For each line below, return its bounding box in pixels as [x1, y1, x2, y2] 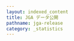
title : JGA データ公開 [6, 14, 59, 20]
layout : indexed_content [6, 8, 69, 15]
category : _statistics [6, 25, 63, 32]
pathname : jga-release [6, 20, 63, 26]
